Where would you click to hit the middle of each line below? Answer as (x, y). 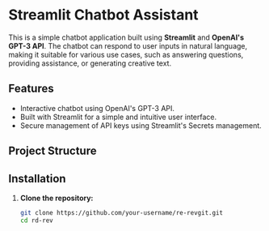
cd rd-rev (37, 220)
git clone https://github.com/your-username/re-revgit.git (122, 212)
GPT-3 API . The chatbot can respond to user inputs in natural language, (128, 45)
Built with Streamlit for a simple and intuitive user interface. (118, 117)
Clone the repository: (57, 198)
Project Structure (53, 151)
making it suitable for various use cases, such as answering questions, (126, 54)
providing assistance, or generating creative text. (90, 63)
